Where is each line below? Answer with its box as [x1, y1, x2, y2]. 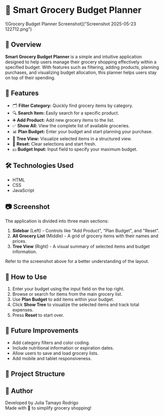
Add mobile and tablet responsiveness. [12, 355, 92, 361]
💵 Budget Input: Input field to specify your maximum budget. [12, 146, 138, 152]
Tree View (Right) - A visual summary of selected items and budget [12, 244, 150, 250]
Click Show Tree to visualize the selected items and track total [12, 302, 139, 308]
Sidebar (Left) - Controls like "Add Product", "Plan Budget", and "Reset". [12, 228, 160, 234]
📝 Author [5, 386, 33, 395]
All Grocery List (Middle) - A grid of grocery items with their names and [12, 233, 159, 239]
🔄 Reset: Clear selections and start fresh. [12, 141, 96, 147]
